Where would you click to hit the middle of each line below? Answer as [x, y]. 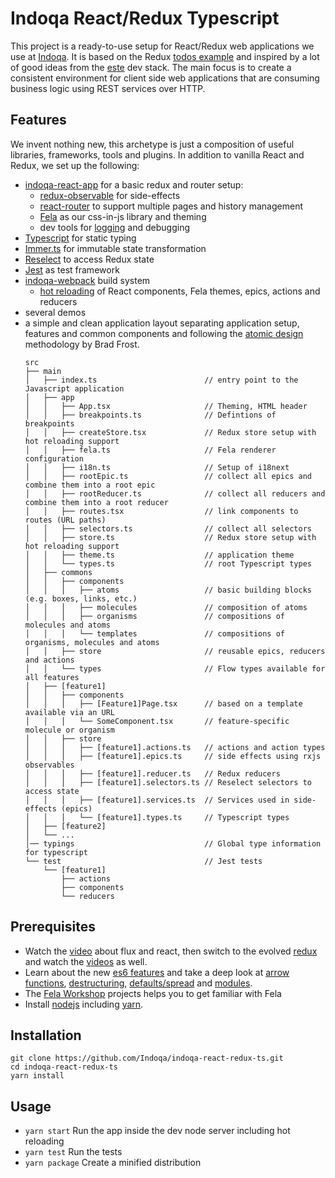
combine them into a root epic [90, 485]
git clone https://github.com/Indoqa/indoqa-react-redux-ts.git [147, 1058]
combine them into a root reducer [96, 502]
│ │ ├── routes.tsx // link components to [161, 511]
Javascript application [74, 388]
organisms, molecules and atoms [92, 642]
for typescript [56, 852]
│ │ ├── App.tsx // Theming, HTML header [166, 406]
